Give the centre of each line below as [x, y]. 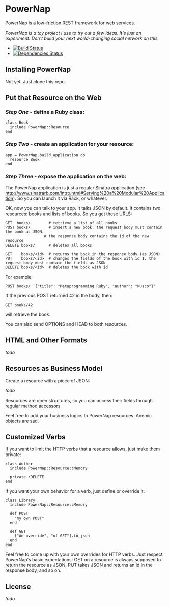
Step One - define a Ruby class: [45, 112]
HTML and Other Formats [46, 340]
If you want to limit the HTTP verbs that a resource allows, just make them [83, 449]
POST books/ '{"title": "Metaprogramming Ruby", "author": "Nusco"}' [81, 286]
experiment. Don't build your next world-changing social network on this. [82, 38]
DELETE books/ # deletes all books [49, 245]
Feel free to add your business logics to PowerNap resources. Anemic [79, 415]
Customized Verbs [35, 437]
